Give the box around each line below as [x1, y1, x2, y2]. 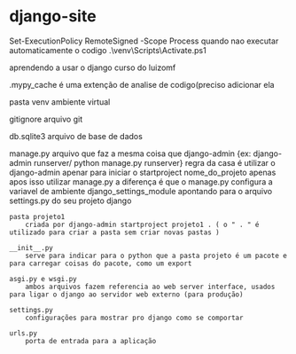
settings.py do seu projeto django [9, 195, 132, 206]
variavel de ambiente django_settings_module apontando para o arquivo [9, 185, 273, 196]
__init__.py [9, 243, 53, 252]
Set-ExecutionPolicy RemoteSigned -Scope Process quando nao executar [9, 35, 279, 46]
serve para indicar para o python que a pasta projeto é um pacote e [25, 251, 288, 260]
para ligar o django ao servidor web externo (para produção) [9, 290, 244, 299]
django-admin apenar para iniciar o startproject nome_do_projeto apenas [9, 167, 277, 177]
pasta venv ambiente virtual [9, 96, 111, 107]
